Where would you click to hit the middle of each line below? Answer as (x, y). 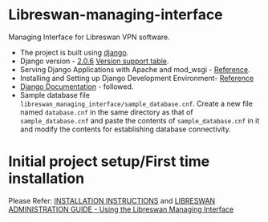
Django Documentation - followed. (77, 87)
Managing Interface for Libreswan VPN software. (89, 37)
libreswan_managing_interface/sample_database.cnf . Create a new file (136, 103)
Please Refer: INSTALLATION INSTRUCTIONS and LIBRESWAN (112, 200)
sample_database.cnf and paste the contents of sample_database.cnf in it (140, 120)
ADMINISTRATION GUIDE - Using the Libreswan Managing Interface (121, 209)
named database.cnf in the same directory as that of (107, 112)
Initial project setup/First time (109, 161)
